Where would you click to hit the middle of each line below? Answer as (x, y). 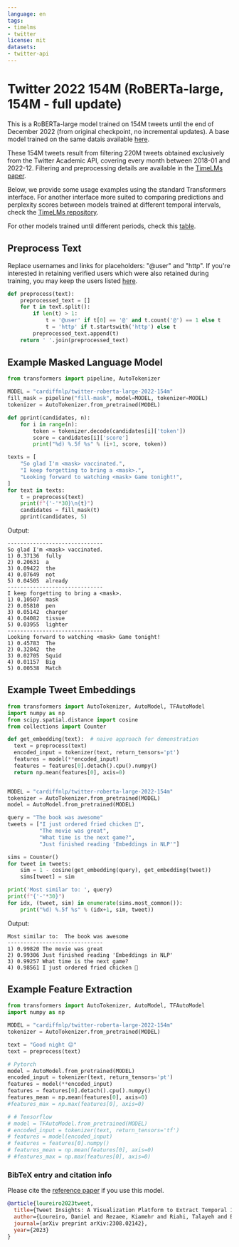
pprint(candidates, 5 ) (54, 517)
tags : (15, 21)
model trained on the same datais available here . (79, 139)
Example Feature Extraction (70, 989)
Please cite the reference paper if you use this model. (86, 1191)
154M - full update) (65, 104)
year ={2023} (32, 1230)
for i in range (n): (49, 424)
